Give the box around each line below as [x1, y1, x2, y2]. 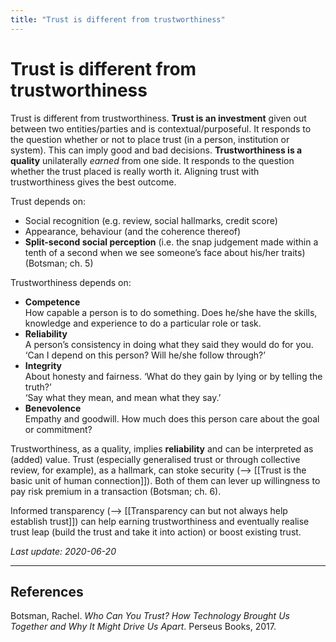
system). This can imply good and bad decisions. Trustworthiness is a [10, 144, 303, 156]
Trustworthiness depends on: [10, 276, 132, 288]
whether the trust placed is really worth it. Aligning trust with [10, 165, 260, 177]
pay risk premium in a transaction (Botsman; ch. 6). [10, 485, 222, 497]
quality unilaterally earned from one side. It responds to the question [10, 154, 295, 166]
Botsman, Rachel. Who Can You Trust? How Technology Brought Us [10, 610, 290, 622]
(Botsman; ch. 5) [24, 257, 94, 269]
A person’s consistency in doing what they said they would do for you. [24, 338, 314, 350]
